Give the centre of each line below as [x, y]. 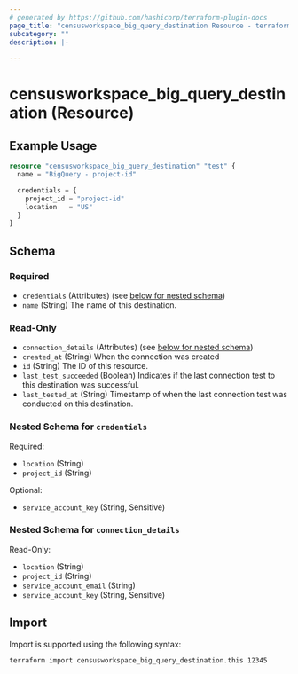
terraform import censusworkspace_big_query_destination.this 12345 [138, 660]
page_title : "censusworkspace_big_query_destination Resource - [130, 26]
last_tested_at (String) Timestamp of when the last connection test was [155, 395]
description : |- [39, 42]
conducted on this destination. [78, 404]
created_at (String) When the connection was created [121, 357]
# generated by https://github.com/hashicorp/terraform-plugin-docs [138, 17]
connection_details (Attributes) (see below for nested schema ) [137, 348]
